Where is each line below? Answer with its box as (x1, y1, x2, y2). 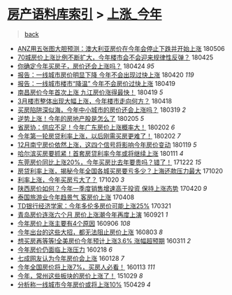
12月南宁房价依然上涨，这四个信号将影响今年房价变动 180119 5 (17, 141, 197, 149)
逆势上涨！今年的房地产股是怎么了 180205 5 (17, 114, 145, 122)
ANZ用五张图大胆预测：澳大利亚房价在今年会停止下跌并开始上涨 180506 (17, 44, 225, 52)
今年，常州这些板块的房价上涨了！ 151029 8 (17, 271, 143, 280)
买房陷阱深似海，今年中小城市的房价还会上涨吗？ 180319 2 (17, 106, 187, 114)
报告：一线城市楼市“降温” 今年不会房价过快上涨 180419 (17, 79, 176, 87)
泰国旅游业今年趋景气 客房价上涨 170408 (17, 193, 135, 201)
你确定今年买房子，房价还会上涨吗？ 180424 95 (17, 62, 155, 70)
